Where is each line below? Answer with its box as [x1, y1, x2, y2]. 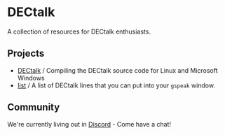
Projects [7, 48, 45, 59]
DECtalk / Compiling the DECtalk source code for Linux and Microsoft [17, 66, 218, 74]
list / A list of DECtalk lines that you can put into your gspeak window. [17, 81, 216, 90]
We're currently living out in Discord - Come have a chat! [7, 120, 172, 128]
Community [7, 101, 60, 113]
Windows [17, 73, 45, 82]
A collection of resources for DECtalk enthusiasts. [7, 27, 151, 36]
